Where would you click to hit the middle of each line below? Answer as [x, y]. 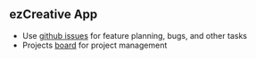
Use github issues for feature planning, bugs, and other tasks [135, 35]
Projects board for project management [95, 45]
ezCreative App [54, 15]
